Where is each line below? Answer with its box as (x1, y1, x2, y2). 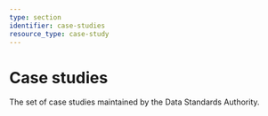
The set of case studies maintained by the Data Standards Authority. (9, 97, 260, 107)
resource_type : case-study (9, 29, 110, 38)
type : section (9, 12, 62, 22)
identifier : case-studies (9, 21, 105, 30)
